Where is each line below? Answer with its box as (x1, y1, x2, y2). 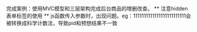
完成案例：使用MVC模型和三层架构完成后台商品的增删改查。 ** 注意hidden (6, 5, 188, 12)
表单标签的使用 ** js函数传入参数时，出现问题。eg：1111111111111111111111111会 (6, 12, 191, 19)
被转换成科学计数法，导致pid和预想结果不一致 (6, 20, 118, 26)
